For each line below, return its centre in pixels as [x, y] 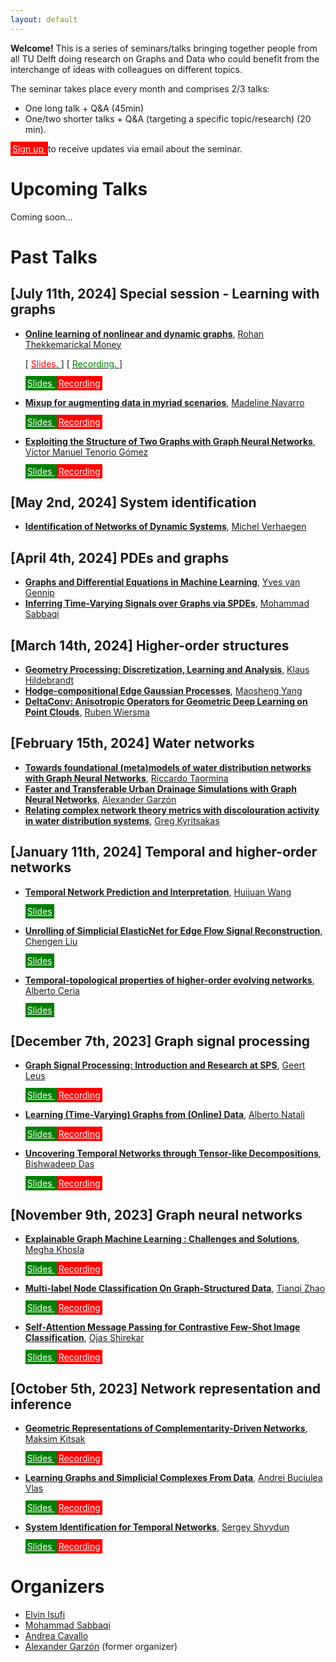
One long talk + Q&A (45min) [84, 108]
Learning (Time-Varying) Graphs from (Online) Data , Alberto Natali [164, 1115]
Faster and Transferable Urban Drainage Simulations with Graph [160, 788]
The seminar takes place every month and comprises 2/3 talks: [140, 88]
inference [41, 1404]
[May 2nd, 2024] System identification [133, 502]
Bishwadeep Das [59, 1164]
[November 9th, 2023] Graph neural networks [156, 1214]
